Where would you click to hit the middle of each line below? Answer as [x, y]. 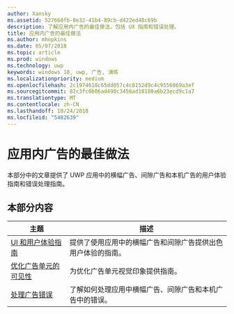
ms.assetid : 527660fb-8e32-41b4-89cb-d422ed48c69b [82, 20]
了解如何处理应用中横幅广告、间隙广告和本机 [143, 290]
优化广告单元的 [36, 266]
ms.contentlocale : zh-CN [43, 105]
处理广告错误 [32, 295]
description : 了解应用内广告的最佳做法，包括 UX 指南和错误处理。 [93, 27]
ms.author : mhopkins [37, 40]
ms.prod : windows [32, 59]
